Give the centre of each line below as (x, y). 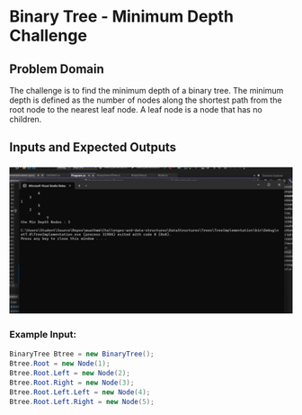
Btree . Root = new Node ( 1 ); (60, 364)
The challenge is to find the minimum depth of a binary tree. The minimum (147, 90)
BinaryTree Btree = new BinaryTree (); (82, 354)
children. (26, 119)
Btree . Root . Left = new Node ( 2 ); (70, 374)
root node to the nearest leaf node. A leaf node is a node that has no (136, 109)
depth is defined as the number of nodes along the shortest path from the (146, 100)
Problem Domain (57, 69)
